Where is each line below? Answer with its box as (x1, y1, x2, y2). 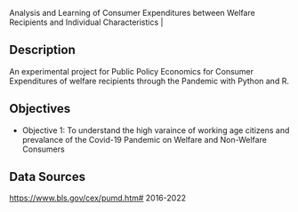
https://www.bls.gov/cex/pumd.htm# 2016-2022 (9, 192, 187, 203)
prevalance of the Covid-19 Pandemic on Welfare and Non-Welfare (21, 134, 267, 145)
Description (9, 43, 76, 58)
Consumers (21, 144, 65, 154)
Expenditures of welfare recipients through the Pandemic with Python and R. (9, 75, 289, 86)
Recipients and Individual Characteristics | (9, 17, 164, 27)
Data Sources (9, 169, 86, 185)
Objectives (9, 101, 71, 116)
